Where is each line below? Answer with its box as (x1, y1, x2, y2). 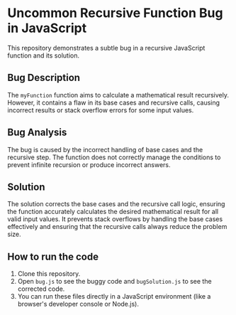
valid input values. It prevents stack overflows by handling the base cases (7, 215, 223, 223)
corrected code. (17, 284, 65, 293)
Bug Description (7, 72, 80, 84)
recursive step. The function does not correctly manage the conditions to (7, 153, 221, 161)
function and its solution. (7, 51, 80, 60)
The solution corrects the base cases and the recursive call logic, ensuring (7, 200, 225, 208)
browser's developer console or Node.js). (17, 300, 140, 309)
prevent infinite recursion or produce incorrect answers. (7, 160, 172, 169)
